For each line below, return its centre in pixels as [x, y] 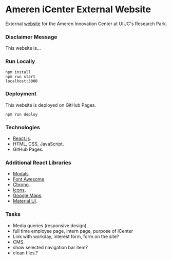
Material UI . [25, 201]
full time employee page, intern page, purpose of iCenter [73, 231]
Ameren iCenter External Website [78, 9]
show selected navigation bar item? [50, 247]
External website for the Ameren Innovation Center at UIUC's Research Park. [86, 24]
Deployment [21, 94]
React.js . [22, 138]
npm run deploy [22, 114]
